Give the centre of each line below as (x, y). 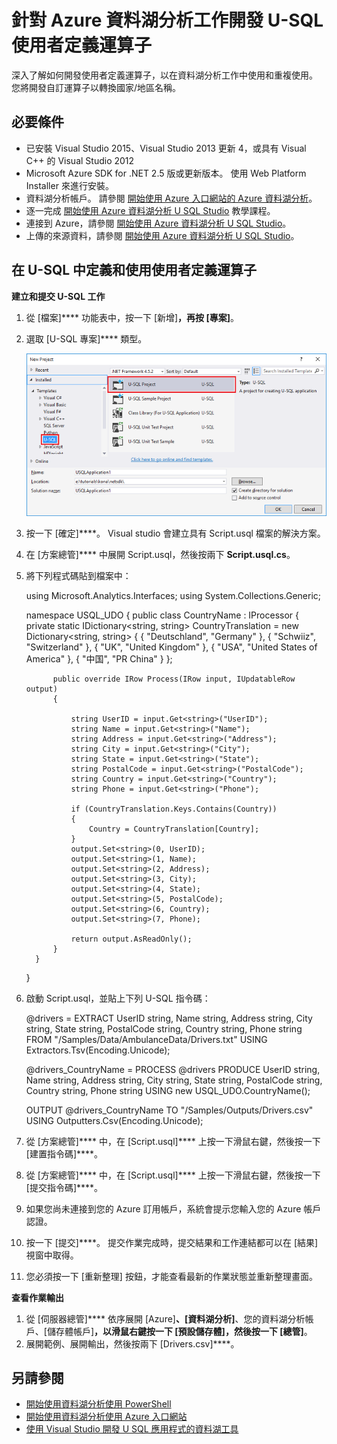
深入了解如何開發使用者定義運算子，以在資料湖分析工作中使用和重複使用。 (164, 75)
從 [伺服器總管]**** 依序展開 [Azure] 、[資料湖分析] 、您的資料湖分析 (165, 1318)
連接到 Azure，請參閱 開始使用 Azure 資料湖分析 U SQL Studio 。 (158, 223)
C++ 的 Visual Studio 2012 (80, 160)
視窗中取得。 (52, 1255)
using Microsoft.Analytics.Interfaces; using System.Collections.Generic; (173, 595)
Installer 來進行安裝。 (69, 185)
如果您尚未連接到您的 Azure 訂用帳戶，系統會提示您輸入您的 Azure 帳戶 (173, 1208)
